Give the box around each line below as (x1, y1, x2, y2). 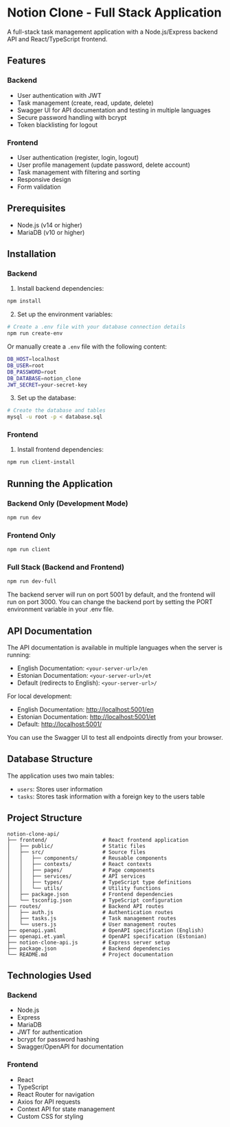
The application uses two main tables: (7, 772, 115, 780)
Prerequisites (7, 203, 66, 214)
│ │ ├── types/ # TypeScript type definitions (7, 878, 192, 886)
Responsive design (16, 175, 71, 183)
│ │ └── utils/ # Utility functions (7, 885, 161, 891)
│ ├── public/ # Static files (7, 842, 146, 849)
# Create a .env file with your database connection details (7, 324, 186, 331)
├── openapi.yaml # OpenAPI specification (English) (7, 927, 205, 934)
